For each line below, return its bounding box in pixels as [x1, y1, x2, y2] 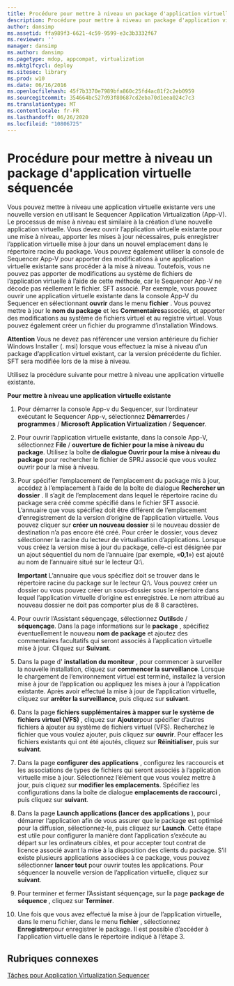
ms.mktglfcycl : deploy [7, 62, 73, 69]
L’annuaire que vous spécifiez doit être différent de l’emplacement [17, 506, 208, 514]
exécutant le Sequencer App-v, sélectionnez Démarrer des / [17, 413, 189, 421]
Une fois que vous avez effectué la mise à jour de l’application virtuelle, [17, 910, 222, 918]
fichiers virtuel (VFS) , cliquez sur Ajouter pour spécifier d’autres [17, 716, 205, 724]
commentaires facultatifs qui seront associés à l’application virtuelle [17, 637, 212, 645]
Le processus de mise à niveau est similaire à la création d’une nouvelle [7, 217, 212, 226]
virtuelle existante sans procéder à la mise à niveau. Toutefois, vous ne [7, 262, 210, 270]
